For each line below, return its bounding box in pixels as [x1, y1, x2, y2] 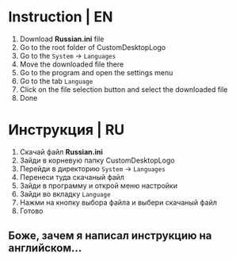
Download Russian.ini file [19, 34, 105, 44]
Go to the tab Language [19, 76, 93, 86]
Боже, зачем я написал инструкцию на [8, 229, 212, 243]
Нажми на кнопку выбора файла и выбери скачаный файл [19, 197, 218, 207]
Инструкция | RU [8, 121, 125, 139]
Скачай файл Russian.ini [19, 147, 103, 156]
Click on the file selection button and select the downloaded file [19, 84, 228, 94]
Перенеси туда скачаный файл [19, 172, 125, 182]
